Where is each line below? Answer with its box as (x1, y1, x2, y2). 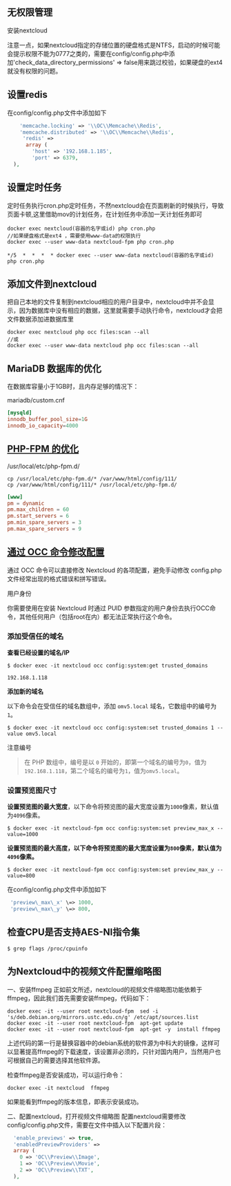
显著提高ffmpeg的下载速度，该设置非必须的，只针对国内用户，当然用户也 (12, 1047, 221, 1056)
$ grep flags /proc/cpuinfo (7, 945, 88, 952)
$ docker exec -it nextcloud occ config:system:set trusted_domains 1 (7, 724, 214, 731)
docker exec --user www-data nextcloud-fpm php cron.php (7, 238, 174, 245)
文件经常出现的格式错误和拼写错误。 (7, 574, 110, 583)
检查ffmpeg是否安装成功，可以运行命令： (7, 1071, 125, 1079)
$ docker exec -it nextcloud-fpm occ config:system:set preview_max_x (7, 825, 214, 832)
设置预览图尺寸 (7, 786, 57, 795)
